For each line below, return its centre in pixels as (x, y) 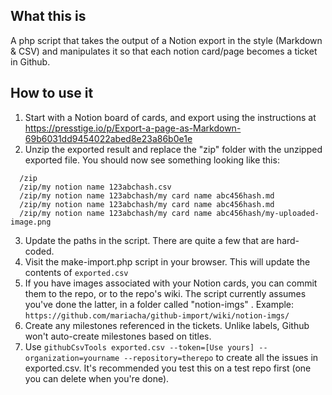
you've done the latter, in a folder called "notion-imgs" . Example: (159, 304)
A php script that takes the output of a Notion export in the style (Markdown (166, 40)
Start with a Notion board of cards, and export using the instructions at (170, 117)
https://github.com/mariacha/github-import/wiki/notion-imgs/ (157, 315)
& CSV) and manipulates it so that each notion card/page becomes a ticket (164, 51)
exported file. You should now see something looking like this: (152, 160)
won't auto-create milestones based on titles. (118, 336)
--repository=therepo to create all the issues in (221, 357)
